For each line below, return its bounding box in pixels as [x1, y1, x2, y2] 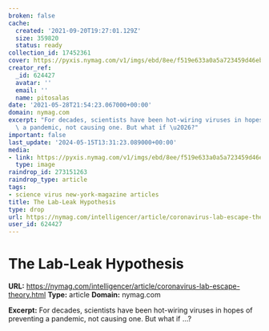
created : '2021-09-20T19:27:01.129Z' [15, 26, 142, 34]
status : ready [15, 42, 62, 50]
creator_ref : [8, 64, 52, 72]
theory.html [8, 290, 46, 300]
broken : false [8, 11, 56, 20]
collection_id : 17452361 [8, 49, 91, 57]
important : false [8, 131, 66, 139]
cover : [8, 57, 30, 65]
